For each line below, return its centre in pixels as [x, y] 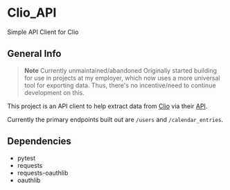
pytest [26, 158]
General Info [34, 54]
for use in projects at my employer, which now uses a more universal [122, 78]
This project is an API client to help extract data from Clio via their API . [107, 106]
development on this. [54, 92]
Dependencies [39, 141]
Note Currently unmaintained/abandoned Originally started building [120, 70]
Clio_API [32, 13]
